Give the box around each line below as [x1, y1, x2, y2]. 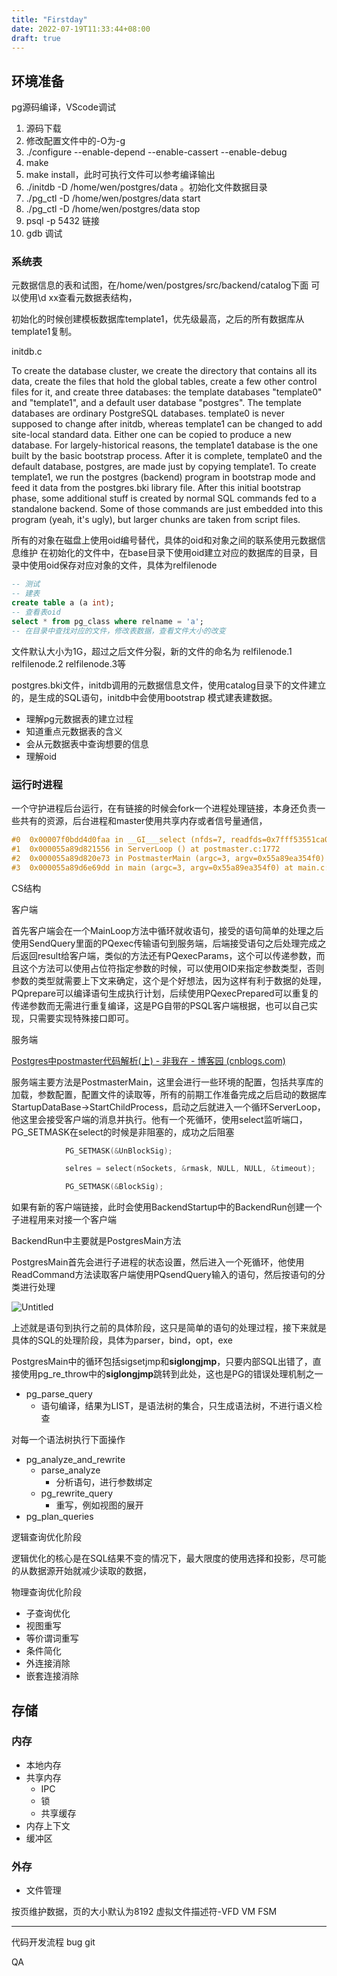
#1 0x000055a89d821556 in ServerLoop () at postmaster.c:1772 [11, 844, 281, 854]
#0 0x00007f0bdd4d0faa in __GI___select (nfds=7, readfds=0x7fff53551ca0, [11, 835, 334, 845]
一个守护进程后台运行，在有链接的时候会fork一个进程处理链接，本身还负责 [11, 802, 318, 815]
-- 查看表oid [11, 607, 61, 618]
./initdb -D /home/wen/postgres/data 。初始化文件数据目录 [25, 181, 268, 193]
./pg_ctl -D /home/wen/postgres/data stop [25, 203, 201, 215]
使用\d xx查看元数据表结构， [19, 292, 138, 304]
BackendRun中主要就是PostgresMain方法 [11, 1235, 182, 1247]
